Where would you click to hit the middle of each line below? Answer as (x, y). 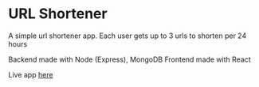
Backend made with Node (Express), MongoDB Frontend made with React (129, 59)
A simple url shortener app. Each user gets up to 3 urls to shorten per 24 (128, 36)
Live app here (31, 74)
